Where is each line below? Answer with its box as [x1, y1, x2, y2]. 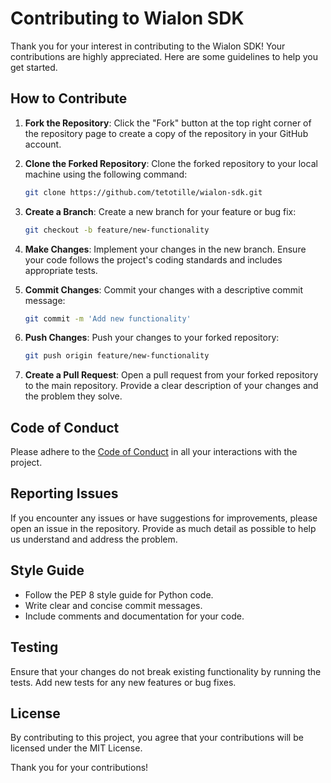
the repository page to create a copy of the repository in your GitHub [24, 127, 309, 139]
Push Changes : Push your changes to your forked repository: [24, 332, 280, 344]
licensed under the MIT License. [10, 742, 143, 754]
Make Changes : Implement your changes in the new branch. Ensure [24, 243, 307, 255]
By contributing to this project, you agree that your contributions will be [10, 732, 304, 744]
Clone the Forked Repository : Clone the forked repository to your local [24, 157, 318, 169]
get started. [10, 61, 58, 73]
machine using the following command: [24, 168, 188, 180]
